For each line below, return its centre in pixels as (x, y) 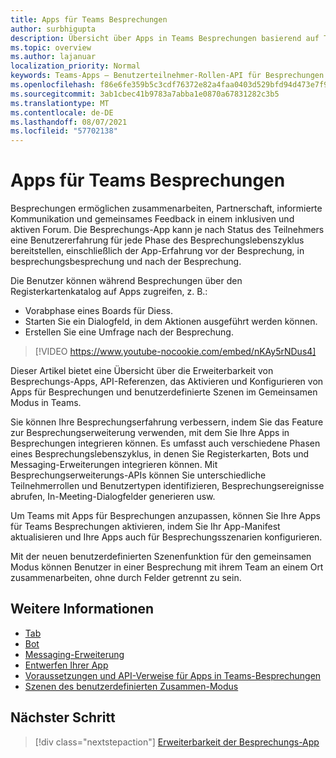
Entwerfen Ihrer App (66, 665)
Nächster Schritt (63, 717)
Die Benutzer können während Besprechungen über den (126, 281)
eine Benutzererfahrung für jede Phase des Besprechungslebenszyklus (157, 240)
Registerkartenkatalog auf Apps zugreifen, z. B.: (109, 292)
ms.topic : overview (51, 47)
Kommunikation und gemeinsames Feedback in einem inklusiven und (152, 219)
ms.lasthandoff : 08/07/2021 (69, 122)
